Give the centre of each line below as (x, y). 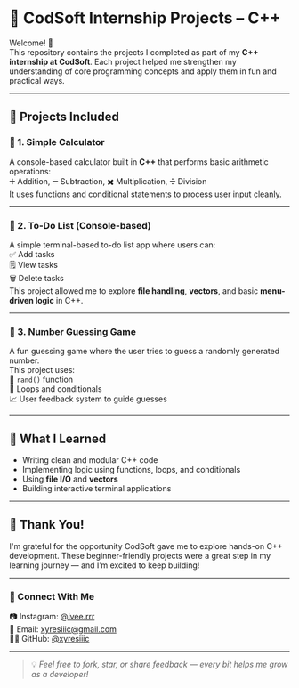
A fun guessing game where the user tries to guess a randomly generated (145, 352)
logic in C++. (59, 300)
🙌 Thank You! (47, 525)
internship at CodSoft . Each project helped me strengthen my (123, 61)
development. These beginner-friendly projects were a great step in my (140, 555)
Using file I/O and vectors (70, 479)
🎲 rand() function (41, 380)
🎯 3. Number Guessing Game (73, 331)
